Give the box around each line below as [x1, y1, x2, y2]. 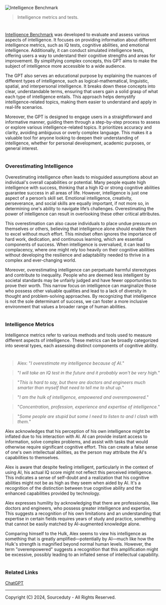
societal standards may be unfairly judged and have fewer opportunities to [5, 277, 157, 283]
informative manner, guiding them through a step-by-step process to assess [5, 119, 161, 125]
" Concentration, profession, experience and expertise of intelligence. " [17, 404, 161, 410]
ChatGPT [5, 580, 24, 586]
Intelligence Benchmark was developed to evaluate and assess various [5, 32, 150, 38]
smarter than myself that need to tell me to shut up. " [17, 384, 124, 390]
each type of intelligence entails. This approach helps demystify [5, 94, 136, 100]
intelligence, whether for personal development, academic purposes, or [5, 140, 151, 146]
